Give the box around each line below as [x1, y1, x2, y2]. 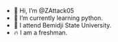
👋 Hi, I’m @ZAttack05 [13, 7, 74, 14]
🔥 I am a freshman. [13, 28, 68, 36]
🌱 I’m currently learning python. [13, 14, 103, 22]
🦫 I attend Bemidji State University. [13, 21, 112, 29]
